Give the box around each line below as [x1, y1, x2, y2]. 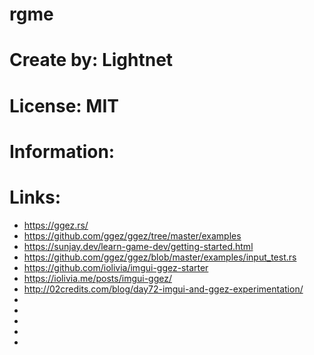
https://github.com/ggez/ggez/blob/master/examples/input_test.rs [23, 251, 297, 263]
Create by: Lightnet [9, 49, 174, 72]
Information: [9, 140, 116, 163]
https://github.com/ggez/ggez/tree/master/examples [23, 229, 242, 242]
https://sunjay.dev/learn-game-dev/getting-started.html [23, 240, 254, 252]
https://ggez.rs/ [23, 219, 89, 231]
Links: [9, 186, 62, 208]
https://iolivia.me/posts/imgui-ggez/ [23, 272, 172, 284]
